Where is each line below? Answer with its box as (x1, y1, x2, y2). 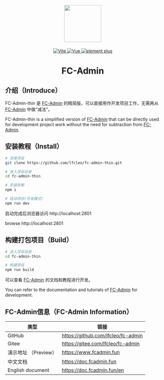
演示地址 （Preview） (7, 349, 58, 356)
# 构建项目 (5, 263, 25, 268)
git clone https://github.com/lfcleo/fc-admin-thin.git (5, 160, 122, 165)
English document (7, 367, 49, 374)
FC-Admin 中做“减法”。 (5, 106, 53, 112)
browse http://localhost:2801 (5, 220, 64, 226)
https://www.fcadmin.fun (62, 348, 120, 355)
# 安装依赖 (5, 183, 25, 188)
